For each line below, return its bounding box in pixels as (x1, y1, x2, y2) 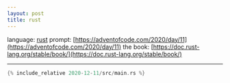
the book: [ (123, 43, 154, 51)
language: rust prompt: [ (7, 35, 75, 43)
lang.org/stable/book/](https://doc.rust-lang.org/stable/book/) (7, 49, 183, 58)
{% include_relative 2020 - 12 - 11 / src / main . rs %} (7, 69, 146, 76)
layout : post (7, 10, 44, 17)
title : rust (7, 16, 41, 23)
